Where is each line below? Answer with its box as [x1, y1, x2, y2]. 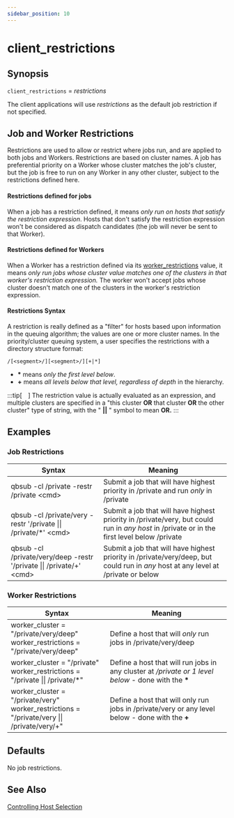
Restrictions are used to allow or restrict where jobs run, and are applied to [7, 146, 221, 154]
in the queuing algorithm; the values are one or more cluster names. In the [7, 329, 220, 339]
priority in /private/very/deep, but [103, 552, 212, 562]
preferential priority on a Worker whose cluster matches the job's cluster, [7, 161, 217, 170]
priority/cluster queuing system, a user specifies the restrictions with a [7, 337, 210, 345]
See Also [7, 784, 47, 796]
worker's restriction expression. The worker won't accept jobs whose [7, 276, 207, 284]
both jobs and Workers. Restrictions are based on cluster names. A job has [7, 154, 221, 162]
